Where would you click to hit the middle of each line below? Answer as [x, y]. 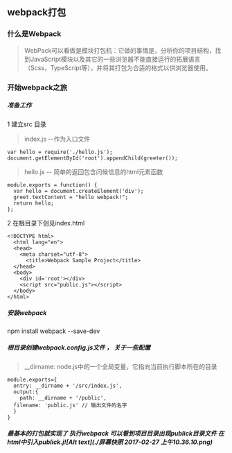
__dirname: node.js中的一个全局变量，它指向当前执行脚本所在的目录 [121, 366]
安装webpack [27, 313]
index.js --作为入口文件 [57, 139]
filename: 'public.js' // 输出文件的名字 [70, 405]
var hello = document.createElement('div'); [79, 191]
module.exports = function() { [52, 185]
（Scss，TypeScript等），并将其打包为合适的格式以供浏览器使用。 [118, 67]
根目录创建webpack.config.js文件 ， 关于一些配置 [79, 348]
